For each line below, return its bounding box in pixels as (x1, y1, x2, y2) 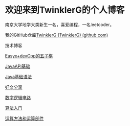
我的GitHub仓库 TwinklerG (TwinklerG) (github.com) (5, 32, 108, 38)
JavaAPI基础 (5, 63, 30, 69)
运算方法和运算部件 (5, 115, 44, 121)
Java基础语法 (5, 74, 32, 79)
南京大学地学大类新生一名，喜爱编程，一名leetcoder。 (5, 22, 114, 27)
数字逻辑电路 (5, 94, 31, 101)
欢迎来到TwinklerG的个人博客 (5, 4, 125, 16)
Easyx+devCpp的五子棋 (5, 52, 53, 59)
